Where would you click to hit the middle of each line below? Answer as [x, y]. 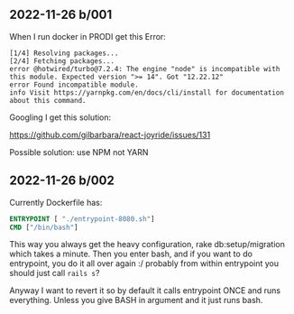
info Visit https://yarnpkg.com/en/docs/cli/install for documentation [147, 92]
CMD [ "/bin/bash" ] [44, 227]
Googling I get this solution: [60, 117]
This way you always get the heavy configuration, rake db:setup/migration [147, 245]
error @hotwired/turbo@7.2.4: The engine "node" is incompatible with [145, 69]
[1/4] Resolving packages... [64, 53]
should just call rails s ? [55, 273]
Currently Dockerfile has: [56, 202]
